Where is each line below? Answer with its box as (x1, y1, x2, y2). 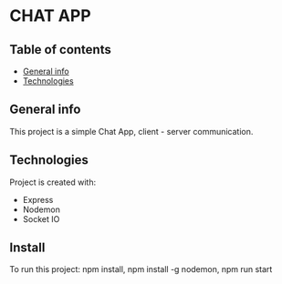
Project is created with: (9, 177, 97, 188)
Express (22, 194, 54, 205)
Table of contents (9, 42, 111, 57)
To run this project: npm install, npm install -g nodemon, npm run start (9, 264, 273, 275)
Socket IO (22, 213, 60, 224)
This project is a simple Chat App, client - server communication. (9, 126, 254, 137)
